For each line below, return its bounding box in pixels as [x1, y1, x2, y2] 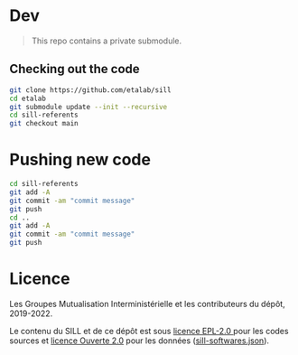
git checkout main [9, 119, 79, 128]
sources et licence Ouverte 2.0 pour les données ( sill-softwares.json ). [9, 335, 269, 346]
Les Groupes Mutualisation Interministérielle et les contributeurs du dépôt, [9, 299, 286, 309]
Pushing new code [9, 150, 152, 170]
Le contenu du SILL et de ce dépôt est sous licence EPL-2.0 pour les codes [9, 326, 289, 336]
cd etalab [9, 94, 47, 103]
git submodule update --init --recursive [9, 102, 168, 111]
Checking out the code [9, 61, 140, 77]
